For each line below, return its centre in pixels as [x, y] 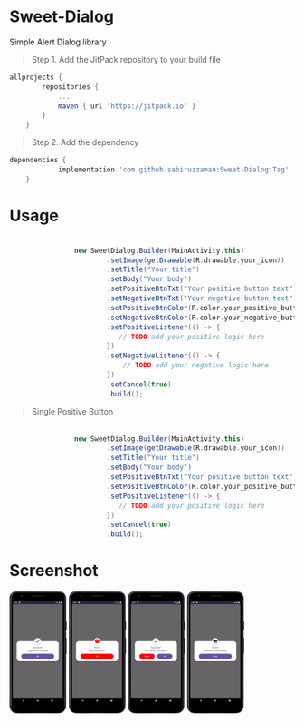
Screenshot [54, 571]
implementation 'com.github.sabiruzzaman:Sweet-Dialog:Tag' [173, 170]
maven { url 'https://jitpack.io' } [127, 106]
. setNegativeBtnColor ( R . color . [165, 318]
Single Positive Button [72, 411]
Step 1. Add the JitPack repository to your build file [126, 59]
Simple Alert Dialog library [58, 42]
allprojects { [36, 77]
